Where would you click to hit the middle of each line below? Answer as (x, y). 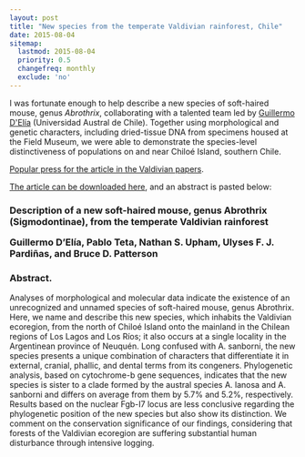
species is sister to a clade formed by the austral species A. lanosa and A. (148, 385)
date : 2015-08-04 (42, 35)
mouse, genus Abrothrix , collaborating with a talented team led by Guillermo (152, 112)
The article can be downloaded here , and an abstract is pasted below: (141, 187)
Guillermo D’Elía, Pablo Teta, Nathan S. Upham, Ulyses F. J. (142, 242)
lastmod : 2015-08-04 (56, 52)
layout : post (34, 18)
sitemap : (26, 43)
